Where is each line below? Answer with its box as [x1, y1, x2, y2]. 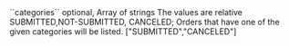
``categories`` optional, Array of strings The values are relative [9, 7, 243, 17]
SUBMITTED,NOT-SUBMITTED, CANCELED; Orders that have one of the [9, 16, 280, 27]
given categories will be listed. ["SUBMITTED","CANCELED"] [9, 26, 237, 37]
